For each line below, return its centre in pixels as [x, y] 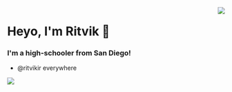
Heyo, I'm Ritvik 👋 [59, 31]
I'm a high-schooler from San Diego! [69, 53]
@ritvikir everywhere [47, 68]
